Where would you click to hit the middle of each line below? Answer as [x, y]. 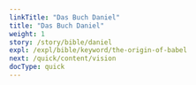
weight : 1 [27, 34]
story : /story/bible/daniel [61, 42]
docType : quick [37, 67]
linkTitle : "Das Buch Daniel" [65, 17]
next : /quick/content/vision [63, 58]
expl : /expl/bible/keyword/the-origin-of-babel [98, 50]
